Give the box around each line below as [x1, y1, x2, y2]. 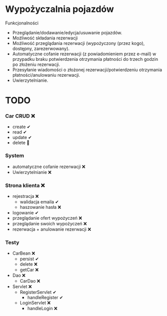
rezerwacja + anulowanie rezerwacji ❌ [12, 226, 91, 232]
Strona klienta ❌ [5, 182, 45, 189]
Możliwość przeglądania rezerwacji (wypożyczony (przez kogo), [12, 40, 145, 46]
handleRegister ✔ [27, 295, 63, 301]
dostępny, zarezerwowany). [12, 45, 70, 51]
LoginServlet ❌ [19, 300, 51, 306]
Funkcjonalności [5, 20, 39, 26]
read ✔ [12, 129, 27, 135]
